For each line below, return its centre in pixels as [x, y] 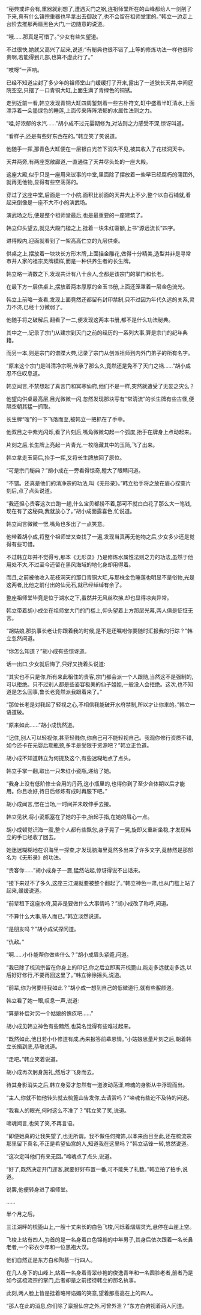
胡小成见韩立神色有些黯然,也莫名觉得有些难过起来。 [70, 1026]
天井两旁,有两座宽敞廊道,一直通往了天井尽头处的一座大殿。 [79, 162]
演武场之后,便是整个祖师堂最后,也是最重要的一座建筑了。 [76, 215]
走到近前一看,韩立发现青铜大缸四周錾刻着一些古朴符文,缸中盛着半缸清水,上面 [100, 103]
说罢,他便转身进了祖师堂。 [39, 1189]
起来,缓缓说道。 [25, 891]
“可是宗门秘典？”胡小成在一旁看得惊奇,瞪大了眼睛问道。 [75, 470]
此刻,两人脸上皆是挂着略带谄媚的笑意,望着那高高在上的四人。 [82, 1293]
